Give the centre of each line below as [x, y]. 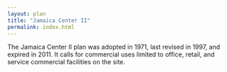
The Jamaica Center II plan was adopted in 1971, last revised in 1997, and [114, 47]
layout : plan [27, 14]
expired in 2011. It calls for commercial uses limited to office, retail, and [111, 54]
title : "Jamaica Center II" [49, 20]
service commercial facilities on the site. [67, 62]
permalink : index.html [41, 27]
